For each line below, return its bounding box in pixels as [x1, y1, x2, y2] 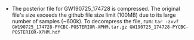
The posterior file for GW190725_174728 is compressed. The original [11, 5, 180, 12]
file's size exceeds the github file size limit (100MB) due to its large [11, 11, 176, 19]
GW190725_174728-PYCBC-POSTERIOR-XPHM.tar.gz [11, 24, 127, 30]
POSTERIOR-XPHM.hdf [11, 29, 61, 35]
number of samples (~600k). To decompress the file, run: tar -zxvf [11, 18, 179, 24]
